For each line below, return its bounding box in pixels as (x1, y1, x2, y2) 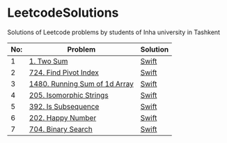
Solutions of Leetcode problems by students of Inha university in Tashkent (7, 28, 221, 36)
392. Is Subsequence (29, 101, 100, 111)
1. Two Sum (29, 56, 68, 66)
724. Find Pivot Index (29, 68, 100, 77)
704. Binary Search (29, 124, 93, 134)
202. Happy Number (29, 113, 97, 123)
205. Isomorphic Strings (29, 90, 109, 100)
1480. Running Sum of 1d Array (29, 79, 134, 89)
